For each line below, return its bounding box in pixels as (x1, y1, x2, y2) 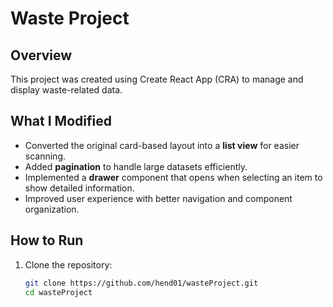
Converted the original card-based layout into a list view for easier (24, 139, 300, 151)
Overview (10, 47, 73, 64)
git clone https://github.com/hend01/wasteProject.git (24, 278, 259, 288)
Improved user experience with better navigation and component (24, 192, 293, 204)
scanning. (24, 150, 67, 162)
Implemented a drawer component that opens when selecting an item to (24, 171, 323, 183)
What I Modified (10, 113, 112, 130)
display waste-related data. (10, 84, 123, 96)
